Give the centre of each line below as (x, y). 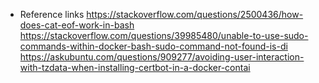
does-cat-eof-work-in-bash (77, 25)
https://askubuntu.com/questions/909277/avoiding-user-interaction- (162, 57)
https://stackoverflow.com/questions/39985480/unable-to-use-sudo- (164, 35)
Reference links (52, 14)
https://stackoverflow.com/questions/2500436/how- (195, 14)
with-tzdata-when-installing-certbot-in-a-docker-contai (135, 67)
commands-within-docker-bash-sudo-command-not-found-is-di (153, 46)
